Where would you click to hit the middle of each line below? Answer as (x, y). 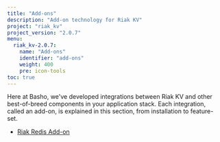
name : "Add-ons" (43, 52)
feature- (202, 111)
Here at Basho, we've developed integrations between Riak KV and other (110, 97)
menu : (15, 39)
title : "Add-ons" (32, 13)
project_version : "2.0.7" (44, 33)
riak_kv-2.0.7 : (35, 45)
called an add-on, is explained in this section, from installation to (98, 111)
